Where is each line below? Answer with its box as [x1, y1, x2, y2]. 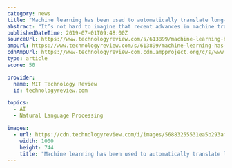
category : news [7, 10, 51, 17]
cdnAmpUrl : [7, 49, 39, 56]
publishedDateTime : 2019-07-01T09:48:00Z [7, 29, 128, 37]
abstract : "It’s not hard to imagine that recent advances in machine [7, 23, 215, 30]
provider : [7, 74, 36, 81]
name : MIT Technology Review [13, 80, 97, 87]
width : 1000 [19, 138, 54, 144]
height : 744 [19, 144, 54, 151]
